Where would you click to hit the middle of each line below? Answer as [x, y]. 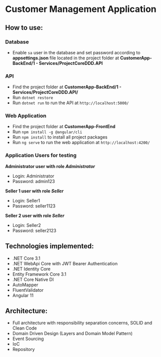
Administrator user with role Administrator [50, 166]
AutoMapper [25, 285]
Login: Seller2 [27, 225]
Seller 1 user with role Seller [34, 191]
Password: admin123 [34, 181]
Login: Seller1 [26, 200]
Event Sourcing [28, 339]
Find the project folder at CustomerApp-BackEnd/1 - [67, 87]
